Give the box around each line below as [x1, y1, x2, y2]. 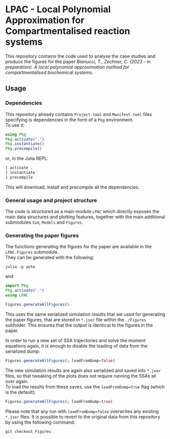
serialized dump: [5, 348, 40, 354]
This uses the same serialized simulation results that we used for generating [5, 311, 165, 317]
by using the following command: [5, 419, 76, 425]
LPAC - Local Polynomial [5, 4, 111, 15]
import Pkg [5, 283, 29, 288]
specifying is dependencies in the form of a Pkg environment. [5, 117, 134, 123]
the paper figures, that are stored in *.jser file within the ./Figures [5, 316, 147, 322]
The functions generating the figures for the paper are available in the [5, 244, 152, 250]
